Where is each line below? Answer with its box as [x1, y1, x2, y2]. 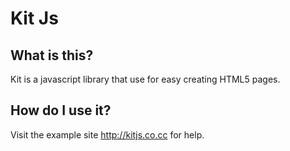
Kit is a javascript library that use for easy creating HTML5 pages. [10, 73, 281, 85]
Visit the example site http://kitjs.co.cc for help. [10, 128, 205, 141]
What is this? [10, 47, 94, 64]
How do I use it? [10, 102, 112, 119]
